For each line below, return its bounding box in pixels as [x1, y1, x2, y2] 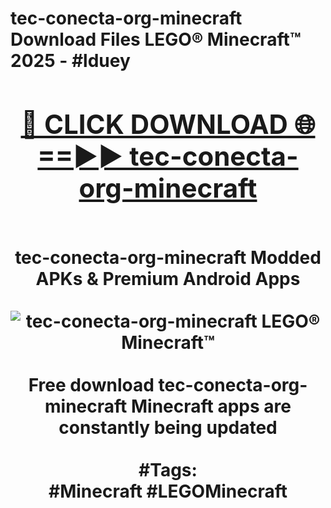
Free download [28, 373, 155, 396]
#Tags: [138, 458, 198, 481]
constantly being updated [58, 416, 278, 439]
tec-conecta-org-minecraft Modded [14, 246, 322, 269]
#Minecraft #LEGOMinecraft [48, 480, 288, 502]
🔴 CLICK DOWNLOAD [20, 107, 288, 141]
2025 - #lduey [10, 50, 131, 72]
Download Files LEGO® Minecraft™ [10, 28, 302, 51]
